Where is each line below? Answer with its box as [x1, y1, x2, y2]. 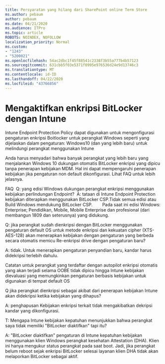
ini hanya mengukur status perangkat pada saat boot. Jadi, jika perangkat [5, 343, 155, 349]
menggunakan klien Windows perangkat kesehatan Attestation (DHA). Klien [5, 337, 160, 343]
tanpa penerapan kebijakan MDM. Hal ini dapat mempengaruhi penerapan [5, 165, 156, 171]
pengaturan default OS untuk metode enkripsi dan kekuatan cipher [5, 227, 141, 233]
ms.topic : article [5, 30, 43, 35]
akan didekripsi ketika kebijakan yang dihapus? [5, 292, 102, 298]
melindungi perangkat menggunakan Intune [5, 145, 94, 151]
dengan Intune [5, 113, 66, 124]
